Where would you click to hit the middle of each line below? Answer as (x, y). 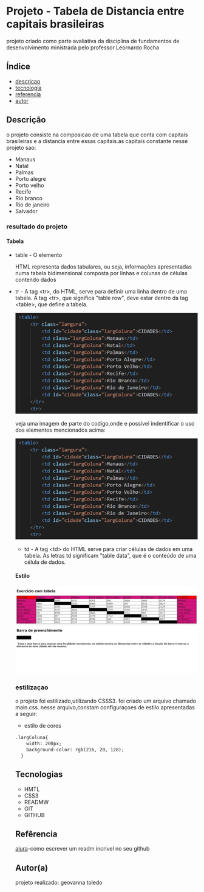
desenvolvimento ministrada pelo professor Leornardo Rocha (83, 47)
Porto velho (29, 185)
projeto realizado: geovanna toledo (59, 883)
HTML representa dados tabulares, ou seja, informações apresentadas (104, 267)
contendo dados (36, 279)
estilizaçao (32, 687)
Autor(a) (32, 868)
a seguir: (26, 714)
